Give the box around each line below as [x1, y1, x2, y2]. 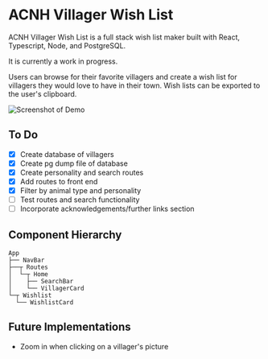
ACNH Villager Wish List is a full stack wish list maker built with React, [8, 32, 240, 42]
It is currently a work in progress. [8, 56, 118, 66]
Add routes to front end [19, 176, 98, 186]
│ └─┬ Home [8, 270, 48, 279]
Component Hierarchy [8, 228, 122, 241]
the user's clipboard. [8, 89, 77, 98]
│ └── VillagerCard [8, 284, 85, 292]
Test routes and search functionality [19, 195, 140, 204]
